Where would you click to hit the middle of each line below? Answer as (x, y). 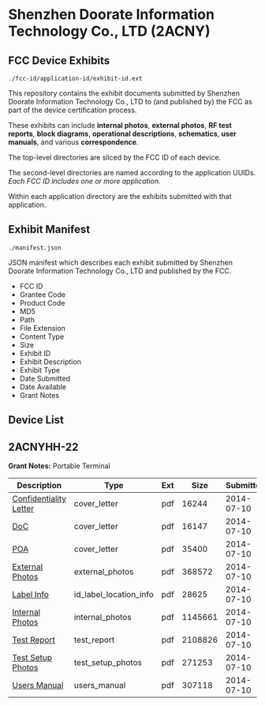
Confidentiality (39, 499)
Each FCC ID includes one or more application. (84, 181)
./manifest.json (35, 248)
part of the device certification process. (73, 110)
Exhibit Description (50, 362)
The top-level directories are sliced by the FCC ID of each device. (115, 157)
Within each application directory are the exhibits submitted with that (120, 196)
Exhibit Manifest (49, 229)
